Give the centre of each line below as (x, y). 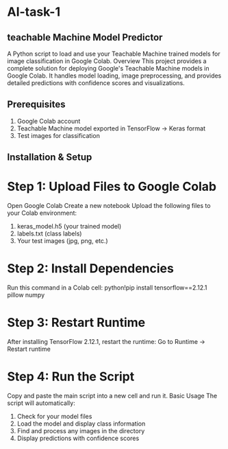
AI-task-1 (34, 12)
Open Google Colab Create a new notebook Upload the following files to (109, 206)
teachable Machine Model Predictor (85, 37)
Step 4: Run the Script (71, 377)
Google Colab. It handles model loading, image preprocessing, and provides (114, 76)
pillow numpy (26, 295)
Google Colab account (49, 121)
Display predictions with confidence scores (78, 438)
